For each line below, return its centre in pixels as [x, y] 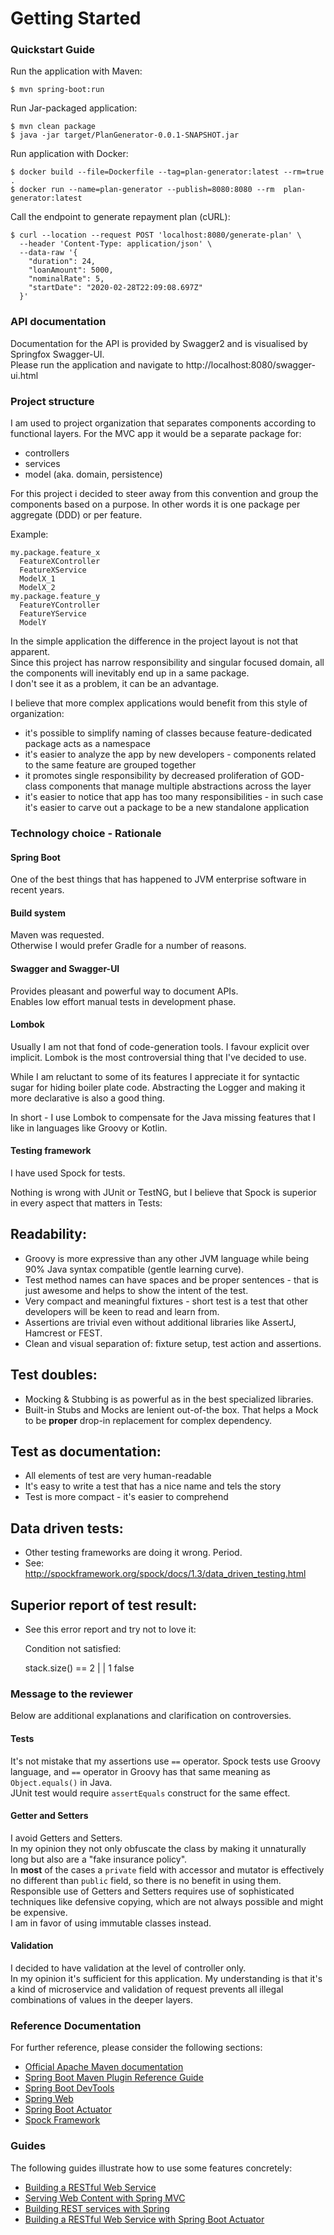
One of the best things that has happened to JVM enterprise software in [158, 879]
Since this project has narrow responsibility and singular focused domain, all [167, 663]
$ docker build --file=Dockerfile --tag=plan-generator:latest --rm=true [167, 172]
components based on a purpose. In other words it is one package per [155, 504]
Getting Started [76, 18]
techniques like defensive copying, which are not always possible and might [167, 1901]
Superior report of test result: [104, 1605]
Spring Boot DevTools [69, 2088]
